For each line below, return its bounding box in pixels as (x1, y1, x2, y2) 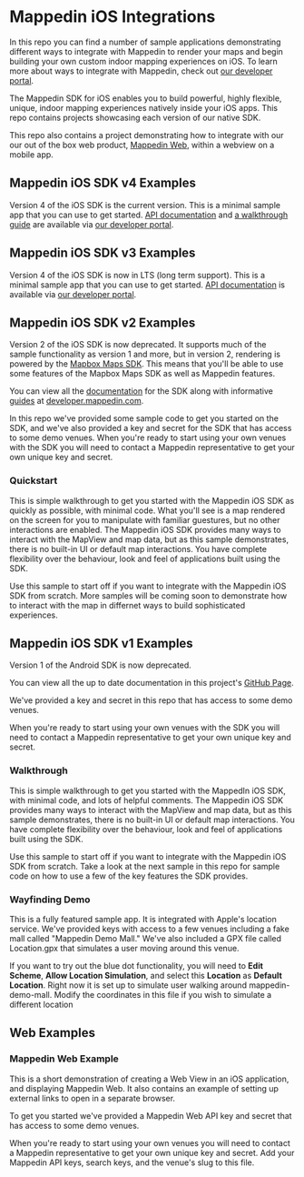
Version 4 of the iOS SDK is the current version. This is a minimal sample (9, 199, 281, 210)
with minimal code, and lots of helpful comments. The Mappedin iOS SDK (9, 794, 284, 806)
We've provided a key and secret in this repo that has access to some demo (9, 695, 293, 706)
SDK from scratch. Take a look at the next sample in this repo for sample (9, 860, 280, 871)
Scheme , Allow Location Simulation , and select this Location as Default (9, 971, 283, 981)
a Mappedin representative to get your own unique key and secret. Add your (9, 1147, 295, 1158)
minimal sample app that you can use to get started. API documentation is (9, 279, 286, 290)
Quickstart (9, 475, 58, 488)
